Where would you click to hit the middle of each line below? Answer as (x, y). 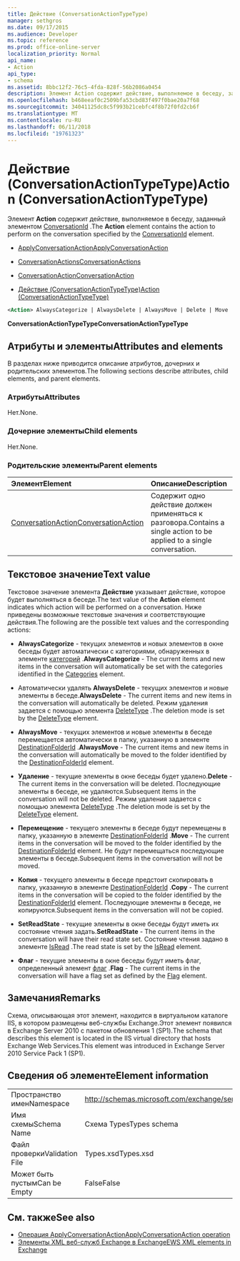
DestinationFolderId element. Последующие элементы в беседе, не (119, 902)
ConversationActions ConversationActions (79, 262)
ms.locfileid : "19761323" (46, 134)
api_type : (22, 74)
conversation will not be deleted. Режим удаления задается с (110, 799)
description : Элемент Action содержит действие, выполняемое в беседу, (116, 94)
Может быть (32, 1174)
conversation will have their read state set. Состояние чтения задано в (123, 939)
